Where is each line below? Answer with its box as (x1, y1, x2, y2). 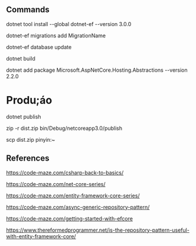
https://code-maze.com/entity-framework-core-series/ (6, 192, 140, 199)
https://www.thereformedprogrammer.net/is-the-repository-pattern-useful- (6, 226, 190, 234)
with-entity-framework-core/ (6, 232, 76, 239)
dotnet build (6, 55, 35, 62)
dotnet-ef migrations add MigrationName (6, 32, 106, 39)
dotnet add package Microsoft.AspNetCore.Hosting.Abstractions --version (6, 66, 188, 74)
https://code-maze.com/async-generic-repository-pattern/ (6, 203, 150, 210)
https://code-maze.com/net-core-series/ (6, 180, 106, 187)
